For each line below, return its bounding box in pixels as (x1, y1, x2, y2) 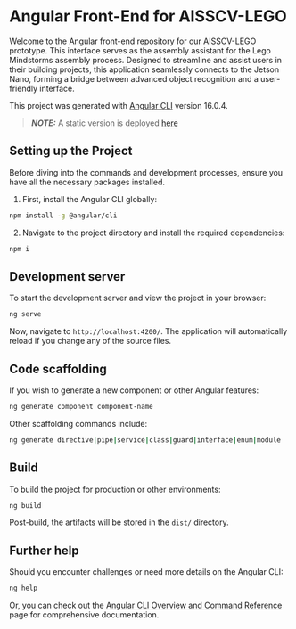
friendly (9, 83, 38, 94)
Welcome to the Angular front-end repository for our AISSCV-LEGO (9, 36, 257, 46)
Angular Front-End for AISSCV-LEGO (9, 6, 287, 27)
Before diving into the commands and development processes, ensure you (9, 167, 284, 177)
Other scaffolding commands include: (9, 418, 148, 429)
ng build (9, 501, 42, 510)
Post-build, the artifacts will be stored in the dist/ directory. (9, 517, 229, 527)
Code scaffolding (9, 361, 107, 376)
